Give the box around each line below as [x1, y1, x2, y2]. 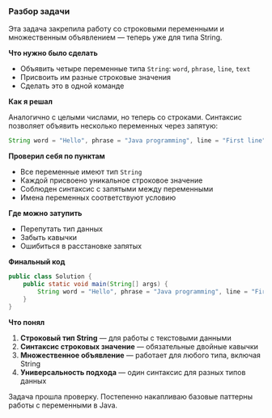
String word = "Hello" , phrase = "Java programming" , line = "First [8, 137, 244, 145]
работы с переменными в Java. [8, 400, 118, 410]
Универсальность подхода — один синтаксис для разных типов [19, 367, 246, 377]
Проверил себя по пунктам [8, 151, 105, 161]
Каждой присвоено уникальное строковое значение [19, 175, 203, 185]
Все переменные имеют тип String [19, 167, 142, 177]
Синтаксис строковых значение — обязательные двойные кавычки [19, 341, 259, 351]
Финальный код [8, 257, 66, 267]
